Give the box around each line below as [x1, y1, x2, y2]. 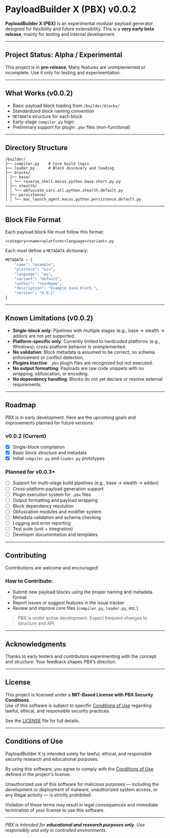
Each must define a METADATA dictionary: [5, 248, 89, 254]
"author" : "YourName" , [14, 281, 62, 286]
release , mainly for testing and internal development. [5, 31, 116, 37]
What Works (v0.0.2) [5, 89, 73, 97]
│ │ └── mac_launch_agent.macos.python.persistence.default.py [5, 197, 142, 202]
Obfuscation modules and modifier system [12, 509, 102, 515]
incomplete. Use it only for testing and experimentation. [5, 70, 121, 76]
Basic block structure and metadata [12, 450, 87, 456]
